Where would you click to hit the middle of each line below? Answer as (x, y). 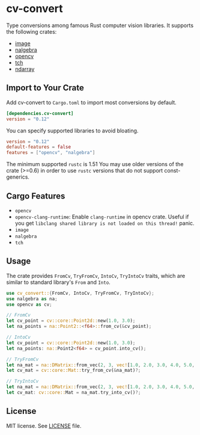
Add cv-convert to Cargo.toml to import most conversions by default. (92, 102)
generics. (18, 177)
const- (172, 171)
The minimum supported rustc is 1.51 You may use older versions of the (95, 164)
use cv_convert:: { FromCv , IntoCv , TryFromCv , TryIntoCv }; (80, 293)
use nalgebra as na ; (32, 299)
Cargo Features (36, 196)
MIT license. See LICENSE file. (44, 425)
